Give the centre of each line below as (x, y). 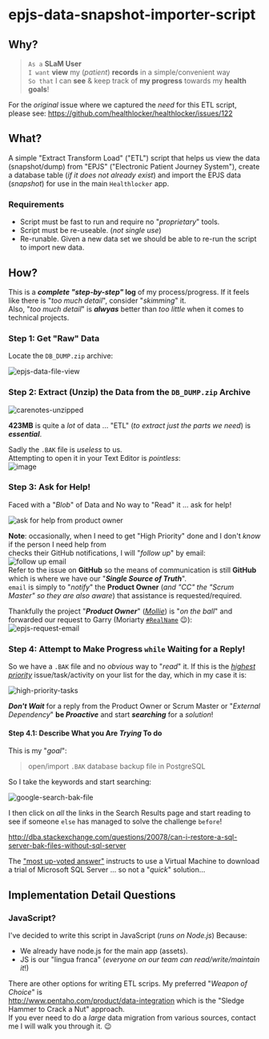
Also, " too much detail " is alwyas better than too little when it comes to (126, 309)
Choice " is (25, 992)
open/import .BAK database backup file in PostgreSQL (116, 766)
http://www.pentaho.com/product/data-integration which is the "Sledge (126, 1000)
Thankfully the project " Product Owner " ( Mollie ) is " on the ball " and (120, 611)
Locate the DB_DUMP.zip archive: (61, 356)
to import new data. (52, 247)
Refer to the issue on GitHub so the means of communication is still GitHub (132, 570)
